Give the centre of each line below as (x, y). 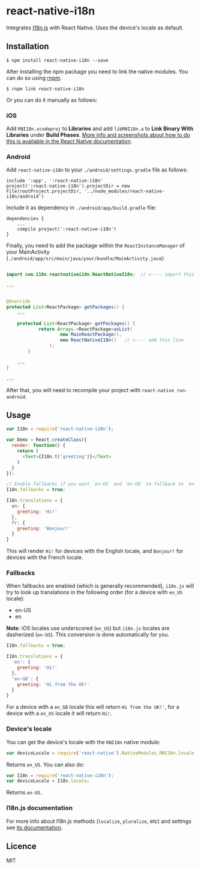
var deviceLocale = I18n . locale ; (48, 781)
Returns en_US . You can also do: (45, 764)
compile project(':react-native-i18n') (67, 229)
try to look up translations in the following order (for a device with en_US (94, 593)
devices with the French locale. (45, 557)
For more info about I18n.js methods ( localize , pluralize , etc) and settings (99, 821)
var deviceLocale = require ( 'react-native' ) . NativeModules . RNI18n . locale (100, 753)
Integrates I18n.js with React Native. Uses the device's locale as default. (95, 28)
